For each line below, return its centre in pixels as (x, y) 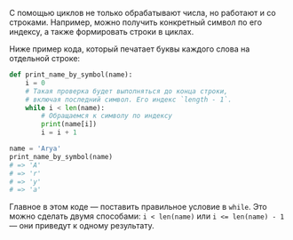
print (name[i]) (69, 124)
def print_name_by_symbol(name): (71, 75)
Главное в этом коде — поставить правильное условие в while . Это (139, 207)
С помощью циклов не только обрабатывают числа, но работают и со (143, 13)
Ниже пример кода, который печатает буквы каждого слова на (130, 49)
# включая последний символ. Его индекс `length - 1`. (129, 100)
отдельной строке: (45, 58)
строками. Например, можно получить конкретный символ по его (136, 22)
